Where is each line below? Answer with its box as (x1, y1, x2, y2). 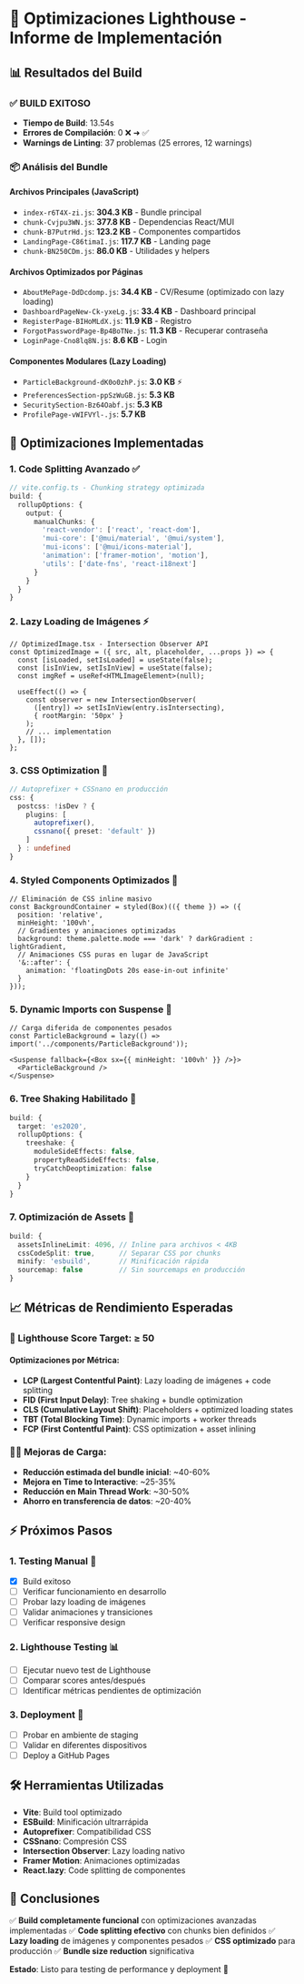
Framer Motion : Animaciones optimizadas (22, 1855, 181, 1866)
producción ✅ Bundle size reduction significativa (9, 1946, 195, 1957)
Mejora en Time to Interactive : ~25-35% (22, 1476, 177, 1487)
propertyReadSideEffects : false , (33, 1156, 161, 1165)
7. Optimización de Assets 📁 (9, 1210, 134, 1223)
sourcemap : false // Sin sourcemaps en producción (17, 1265, 246, 1275)
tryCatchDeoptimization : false (33, 1164, 152, 1173)
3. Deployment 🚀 (9, 1708, 84, 1721)
